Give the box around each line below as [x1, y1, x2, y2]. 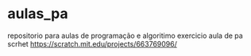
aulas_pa [7, 5, 68, 23]
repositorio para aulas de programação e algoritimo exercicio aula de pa [7, 31, 243, 40]
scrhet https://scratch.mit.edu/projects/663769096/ [7, 39, 178, 48]
